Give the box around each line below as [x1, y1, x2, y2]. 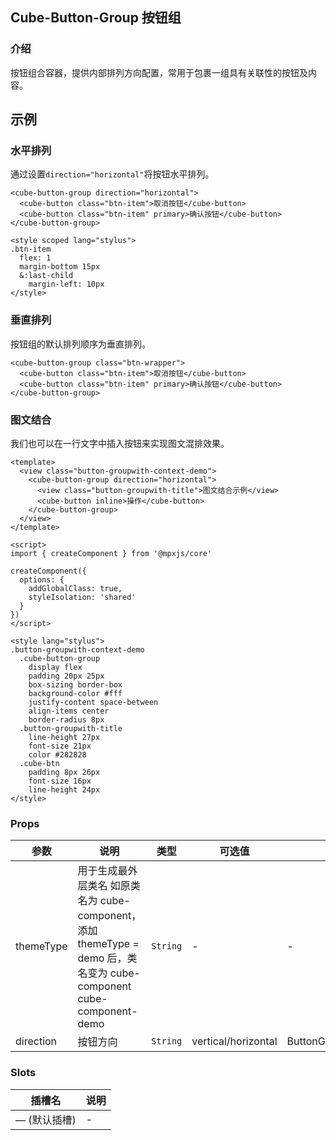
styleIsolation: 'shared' [28, 592, 137, 602]
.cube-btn [19, 758, 60, 768]
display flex [28, 662, 83, 672]
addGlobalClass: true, [28, 583, 123, 593]
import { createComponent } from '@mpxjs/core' [10, 548, 213, 558]
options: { [19, 574, 65, 585]
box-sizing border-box [28, 679, 123, 690]
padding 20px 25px [28, 671, 105, 681]
